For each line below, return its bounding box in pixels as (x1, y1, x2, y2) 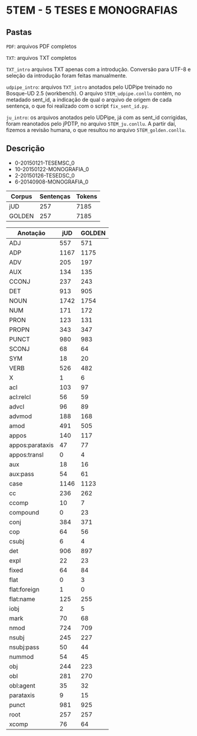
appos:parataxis (9, 441, 54, 449)
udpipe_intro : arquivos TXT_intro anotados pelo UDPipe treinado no (6, 83, 173, 91)
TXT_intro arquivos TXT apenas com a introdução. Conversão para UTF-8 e (6, 66, 191, 73)
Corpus (11, 192, 33, 200)
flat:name (9, 594, 35, 603)
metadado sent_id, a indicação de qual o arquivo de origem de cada (6, 96, 172, 103)
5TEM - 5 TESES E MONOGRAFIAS (6, 4, 178, 17)
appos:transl (9, 451, 44, 459)
